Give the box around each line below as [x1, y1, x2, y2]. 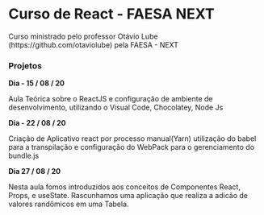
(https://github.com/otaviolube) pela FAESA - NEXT [8, 39, 179, 49]
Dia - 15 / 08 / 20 [8, 78, 65, 89]
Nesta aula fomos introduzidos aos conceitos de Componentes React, [8, 182, 241, 192]
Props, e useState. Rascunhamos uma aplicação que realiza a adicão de [8, 191, 249, 201]
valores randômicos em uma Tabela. [8, 199, 129, 209]
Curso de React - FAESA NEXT [8, 5, 216, 23]
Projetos [8, 60, 43, 71]
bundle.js [8, 151, 40, 161]
